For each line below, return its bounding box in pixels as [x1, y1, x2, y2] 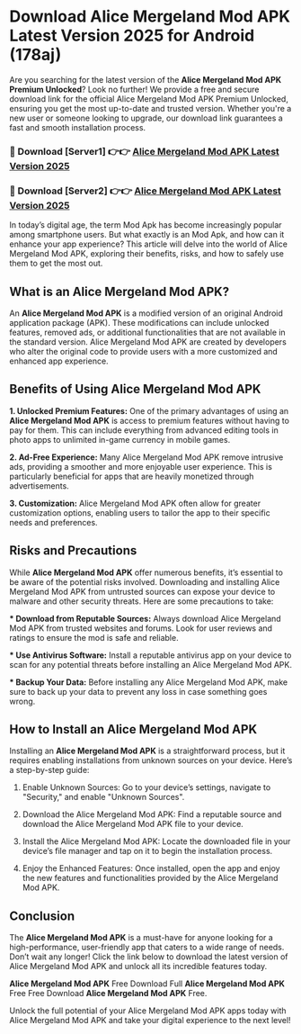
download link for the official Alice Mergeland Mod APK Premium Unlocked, [9, 93, 289, 104]
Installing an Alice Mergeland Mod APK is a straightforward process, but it [9, 745, 286, 757]
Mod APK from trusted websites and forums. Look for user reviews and [9, 623, 272, 634]
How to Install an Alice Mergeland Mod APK [9, 722, 258, 737]
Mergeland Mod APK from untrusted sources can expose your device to [9, 586, 276, 597]
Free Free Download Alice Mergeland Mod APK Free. [9, 988, 208, 999]
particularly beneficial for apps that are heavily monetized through [9, 471, 254, 481]
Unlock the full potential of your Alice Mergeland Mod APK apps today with [9, 1005, 287, 1016]
